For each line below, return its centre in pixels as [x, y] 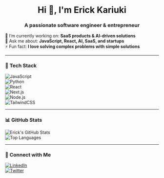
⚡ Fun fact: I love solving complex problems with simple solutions [72, 46]
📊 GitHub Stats [24, 120]
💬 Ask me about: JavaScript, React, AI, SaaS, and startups [65, 41]
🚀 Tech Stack [21, 66]
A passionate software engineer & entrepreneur [82, 25]
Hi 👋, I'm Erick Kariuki [82, 10]
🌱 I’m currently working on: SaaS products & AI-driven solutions [70, 36]
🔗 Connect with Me [28, 155]
